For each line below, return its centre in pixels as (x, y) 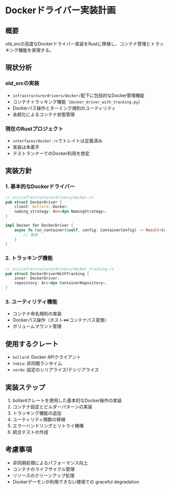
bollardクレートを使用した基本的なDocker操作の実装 (67, 400)
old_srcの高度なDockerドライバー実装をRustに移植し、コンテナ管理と (78, 44)
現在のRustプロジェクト (34, 129)
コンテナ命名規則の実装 (37, 314)
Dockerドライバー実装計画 (61, 10)
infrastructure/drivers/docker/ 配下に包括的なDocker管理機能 (78, 95)
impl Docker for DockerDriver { (39, 225)
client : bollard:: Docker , (42, 207)
